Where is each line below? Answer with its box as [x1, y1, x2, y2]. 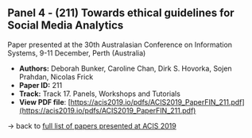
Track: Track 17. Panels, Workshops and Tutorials [18, 89, 180, 98]
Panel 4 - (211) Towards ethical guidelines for [7, 6, 235, 20]
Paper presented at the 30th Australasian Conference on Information [7, 40, 232, 49]
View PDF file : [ [18, 97, 71, 106]
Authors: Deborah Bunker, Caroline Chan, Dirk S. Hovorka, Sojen [18, 63, 232, 73]
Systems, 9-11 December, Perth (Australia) [7, 48, 146, 58]
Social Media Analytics [7, 19, 124, 33]
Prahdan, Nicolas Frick [18, 71, 94, 82]
